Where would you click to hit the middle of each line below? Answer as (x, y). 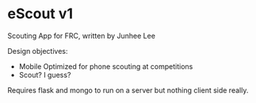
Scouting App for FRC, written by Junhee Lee (82, 36)
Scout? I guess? (45, 74)
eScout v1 (40, 14)
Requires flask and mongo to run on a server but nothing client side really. (128, 90)
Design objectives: (38, 51)
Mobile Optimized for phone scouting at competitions (106, 66)
